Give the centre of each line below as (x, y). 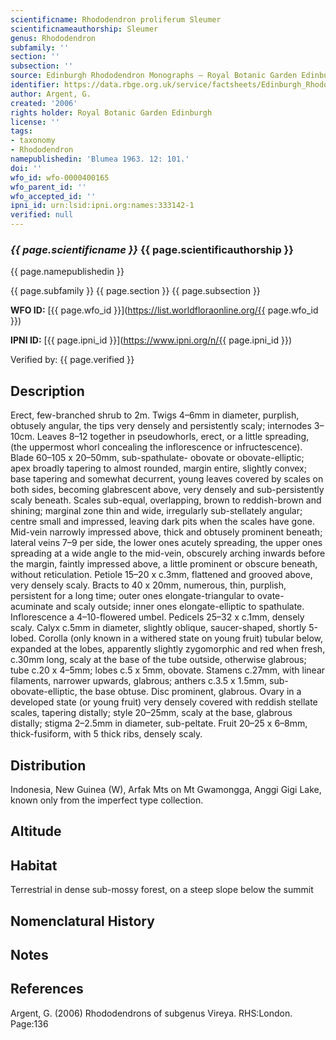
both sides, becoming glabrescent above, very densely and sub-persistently (167, 490)
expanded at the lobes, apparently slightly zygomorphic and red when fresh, (168, 649)
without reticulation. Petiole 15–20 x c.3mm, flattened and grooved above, (161, 575)
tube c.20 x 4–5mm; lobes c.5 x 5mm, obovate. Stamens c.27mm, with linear (168, 670)
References (47, 989)
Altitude (36, 831)
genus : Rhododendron (53, 38)
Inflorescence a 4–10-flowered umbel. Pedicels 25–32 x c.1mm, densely (157, 617)
